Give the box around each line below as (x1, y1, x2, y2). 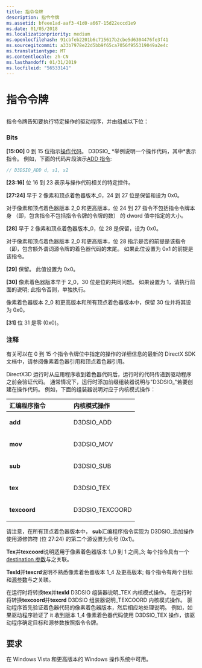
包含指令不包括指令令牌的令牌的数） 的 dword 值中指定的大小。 (28, 212, 187, 219)
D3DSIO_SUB (73, 462, 112, 470)
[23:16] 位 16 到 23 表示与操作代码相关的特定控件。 (6, 179, 134, 186)
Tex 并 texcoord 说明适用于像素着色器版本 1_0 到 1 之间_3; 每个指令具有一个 (6, 548, 190, 555)
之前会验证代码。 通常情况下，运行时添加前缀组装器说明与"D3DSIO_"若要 (6, 378, 188, 386)
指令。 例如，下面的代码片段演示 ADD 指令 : (6, 155, 112, 163)
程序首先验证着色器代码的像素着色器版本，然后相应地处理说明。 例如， (11, 604, 188, 611)
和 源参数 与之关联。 (6, 576, 54, 584)
